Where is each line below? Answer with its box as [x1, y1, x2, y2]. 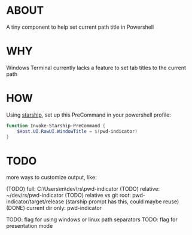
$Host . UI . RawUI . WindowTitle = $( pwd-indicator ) [17, 128, 138, 135]
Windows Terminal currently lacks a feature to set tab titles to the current [6, 64, 187, 71]
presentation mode [6, 222, 53, 230]
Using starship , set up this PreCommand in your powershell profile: [6, 111, 172, 118]
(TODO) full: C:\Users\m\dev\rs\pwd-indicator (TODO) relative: [6, 185, 160, 193]
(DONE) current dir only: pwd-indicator [6, 205, 102, 212]
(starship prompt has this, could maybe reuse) [65, 198, 179, 205]
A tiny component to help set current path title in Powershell [6, 23, 154, 30]
